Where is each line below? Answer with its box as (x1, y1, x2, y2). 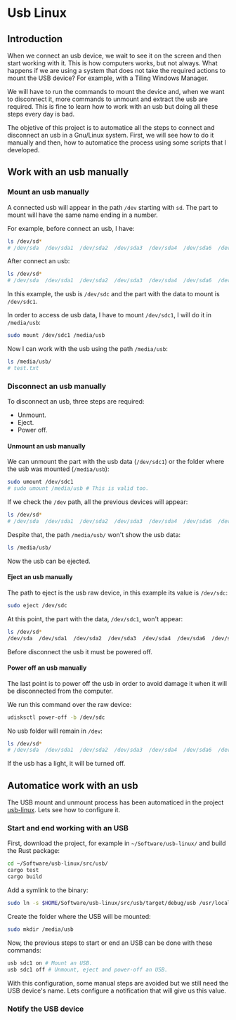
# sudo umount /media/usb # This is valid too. (7, 485, 150, 492)
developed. (7, 146, 40, 154)
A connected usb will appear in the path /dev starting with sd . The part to (7, 203, 218, 211)
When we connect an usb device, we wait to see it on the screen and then (7, 51, 221, 60)
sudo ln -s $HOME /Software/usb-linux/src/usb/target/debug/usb (7, 900, 197, 907)
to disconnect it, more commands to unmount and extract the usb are (7, 95, 209, 103)
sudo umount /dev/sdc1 (7, 479, 74, 486)
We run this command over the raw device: (7, 700, 132, 708)
